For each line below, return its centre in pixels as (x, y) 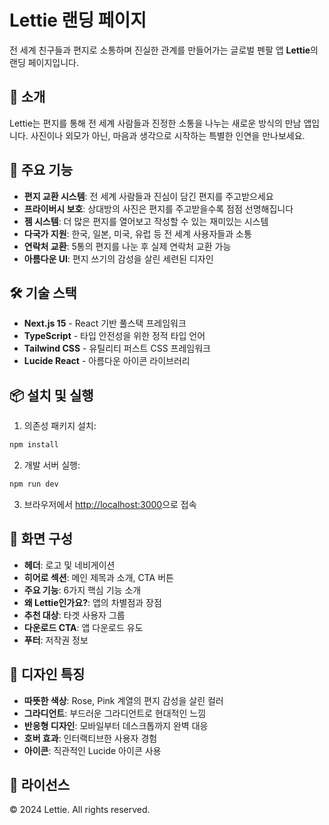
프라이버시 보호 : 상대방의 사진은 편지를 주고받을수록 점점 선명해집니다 (158, 208)
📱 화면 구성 (41, 539)
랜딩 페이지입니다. (44, 62)
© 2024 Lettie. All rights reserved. (80, 810)
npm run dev (34, 484)
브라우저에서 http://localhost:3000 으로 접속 (110, 504)
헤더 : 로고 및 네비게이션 (69, 565)
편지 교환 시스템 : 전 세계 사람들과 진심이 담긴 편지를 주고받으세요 (148, 196)
